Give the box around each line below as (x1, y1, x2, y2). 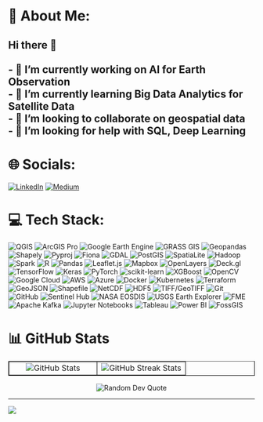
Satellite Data (8, 100, 75, 113)
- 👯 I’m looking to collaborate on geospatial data (8, 111, 246, 125)
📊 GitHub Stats (8, 329, 110, 347)
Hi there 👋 (8, 38, 57, 52)
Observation (8, 75, 70, 89)
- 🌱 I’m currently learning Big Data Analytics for (8, 87, 243, 100)
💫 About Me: (8, 7, 91, 25)
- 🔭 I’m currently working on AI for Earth (8, 63, 206, 76)
